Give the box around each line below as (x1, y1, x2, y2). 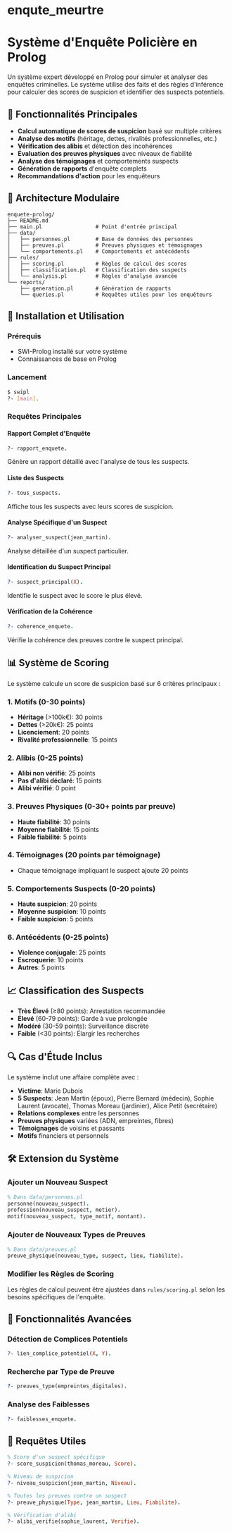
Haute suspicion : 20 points (17, 900, 97, 908)
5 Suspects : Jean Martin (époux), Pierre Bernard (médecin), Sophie (17, 1094, 214, 1103)
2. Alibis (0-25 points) (7, 753, 84, 763)
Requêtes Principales (7, 412, 82, 422)
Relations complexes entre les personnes (17, 1109, 139, 1117)
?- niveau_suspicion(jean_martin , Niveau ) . (7, 1479, 137, 1486)
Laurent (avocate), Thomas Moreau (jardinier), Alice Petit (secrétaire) (17, 1102, 218, 1110)
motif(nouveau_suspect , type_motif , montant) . (7, 1213, 146, 1220)
